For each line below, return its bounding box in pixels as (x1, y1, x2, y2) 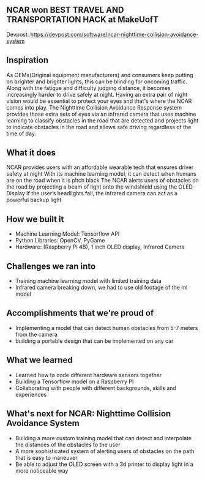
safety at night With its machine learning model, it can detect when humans (6, 170, 197, 178)
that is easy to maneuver (15, 454, 78, 461)
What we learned (6, 355, 73, 366)
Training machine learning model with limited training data (15, 277, 162, 285)
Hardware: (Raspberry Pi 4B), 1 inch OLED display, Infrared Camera (15, 243, 185, 250)
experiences (15, 391, 47, 398)
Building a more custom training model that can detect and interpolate (15, 434, 192, 441)
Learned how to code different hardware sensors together (15, 371, 162, 378)
